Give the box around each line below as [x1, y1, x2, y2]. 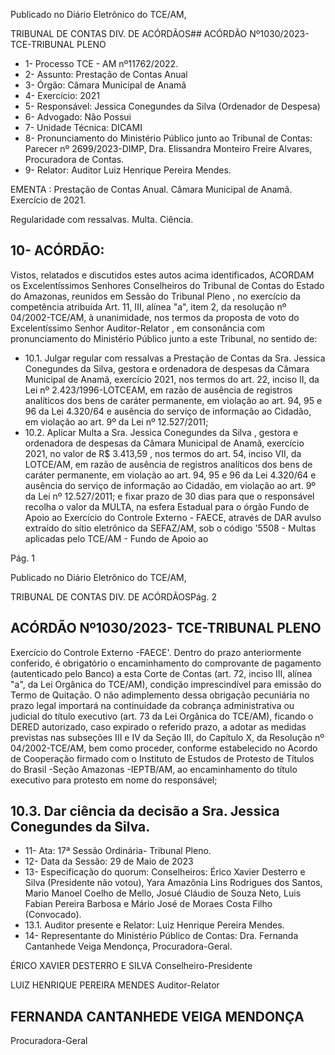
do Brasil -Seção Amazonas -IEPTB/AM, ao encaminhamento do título [10, 763, 298, 775]
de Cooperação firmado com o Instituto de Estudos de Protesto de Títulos [10, 752, 315, 764]
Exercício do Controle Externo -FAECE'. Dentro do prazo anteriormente [10, 646, 302, 658]
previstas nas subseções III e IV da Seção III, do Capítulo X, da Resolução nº [10, 731, 325, 743]
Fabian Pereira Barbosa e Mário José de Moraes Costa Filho [24, 898, 273, 910]
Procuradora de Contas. [24, 154, 125, 165]
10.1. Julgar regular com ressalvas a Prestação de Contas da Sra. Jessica [24, 352, 326, 364]
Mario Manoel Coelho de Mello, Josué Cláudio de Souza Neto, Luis [24, 887, 302, 899]
